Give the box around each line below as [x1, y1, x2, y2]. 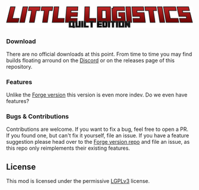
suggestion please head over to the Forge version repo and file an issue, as [6, 139, 190, 146]
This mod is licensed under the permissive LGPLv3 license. [6, 178, 150, 185]
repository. [6, 63, 33, 70]
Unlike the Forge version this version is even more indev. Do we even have [6, 91, 188, 98]
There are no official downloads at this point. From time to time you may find [6, 50, 192, 57]
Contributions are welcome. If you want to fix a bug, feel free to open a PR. [6, 125, 188, 133]
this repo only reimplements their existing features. [6, 144, 130, 152]
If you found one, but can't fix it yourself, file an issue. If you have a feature [6, 132, 190, 139]
